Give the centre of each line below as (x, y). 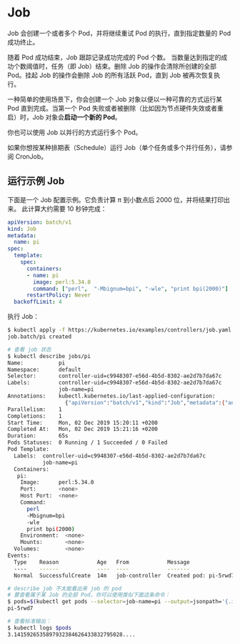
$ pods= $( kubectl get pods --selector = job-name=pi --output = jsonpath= (115, 602)
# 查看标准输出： (29, 621)
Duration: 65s (38, 436)
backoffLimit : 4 (38, 302)
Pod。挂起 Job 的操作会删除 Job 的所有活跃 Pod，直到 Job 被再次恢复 (111, 75)
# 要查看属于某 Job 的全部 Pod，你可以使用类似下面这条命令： (89, 595)
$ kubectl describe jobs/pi (49, 356)
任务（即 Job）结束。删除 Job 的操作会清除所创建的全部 (134, 66)
